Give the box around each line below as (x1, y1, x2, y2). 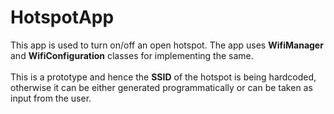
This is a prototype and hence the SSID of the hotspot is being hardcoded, (10, 71, 317, 83)
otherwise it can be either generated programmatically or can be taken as (10, 81, 313, 93)
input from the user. (10, 92, 92, 104)
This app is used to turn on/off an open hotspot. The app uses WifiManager (10, 39, 324, 51)
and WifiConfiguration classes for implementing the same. (10, 49, 254, 61)
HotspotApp (10, 6, 115, 29)
